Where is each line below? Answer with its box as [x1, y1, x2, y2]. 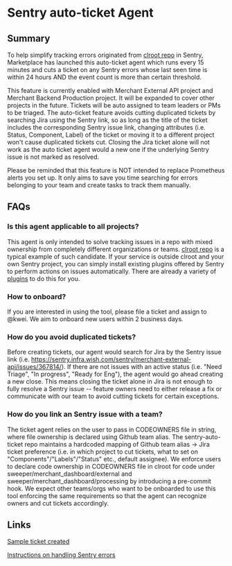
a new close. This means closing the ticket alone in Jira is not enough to [7, 377, 213, 386]
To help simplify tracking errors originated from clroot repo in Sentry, [7, 51, 204, 59]
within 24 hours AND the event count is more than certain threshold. [7, 73, 202, 81]
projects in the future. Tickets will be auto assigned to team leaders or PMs [7, 101, 221, 109]
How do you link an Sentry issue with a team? [7, 409, 163, 419]
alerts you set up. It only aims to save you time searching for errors [7, 173, 199, 182]
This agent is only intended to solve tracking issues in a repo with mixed [7, 237, 213, 246]
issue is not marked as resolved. [7, 153, 100, 161]
